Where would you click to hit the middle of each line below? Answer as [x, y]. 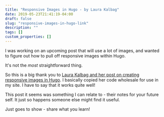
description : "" [22, 28]
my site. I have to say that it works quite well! [50, 85]
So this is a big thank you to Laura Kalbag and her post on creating [72, 75]
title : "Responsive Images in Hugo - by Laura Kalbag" [62, 10]
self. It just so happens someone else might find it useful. [63, 99]
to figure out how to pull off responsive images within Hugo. [65, 56]
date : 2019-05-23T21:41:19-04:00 [39, 14]
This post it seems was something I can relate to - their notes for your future [82, 94]
